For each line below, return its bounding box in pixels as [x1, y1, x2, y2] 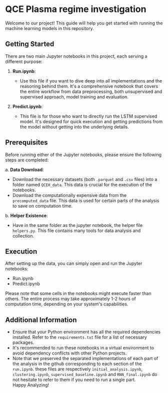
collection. [12, 232, 34, 238]
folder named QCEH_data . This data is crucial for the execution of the [12, 181, 152, 187]
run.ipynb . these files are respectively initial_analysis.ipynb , [12, 366, 143, 372]
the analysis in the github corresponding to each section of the [12, 361, 142, 367]
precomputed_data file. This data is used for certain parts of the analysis [12, 197, 159, 203]
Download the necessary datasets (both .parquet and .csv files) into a [12, 176, 157, 182]
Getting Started [5, 40, 54, 48]
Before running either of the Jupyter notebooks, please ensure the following [5, 151, 161, 157]
